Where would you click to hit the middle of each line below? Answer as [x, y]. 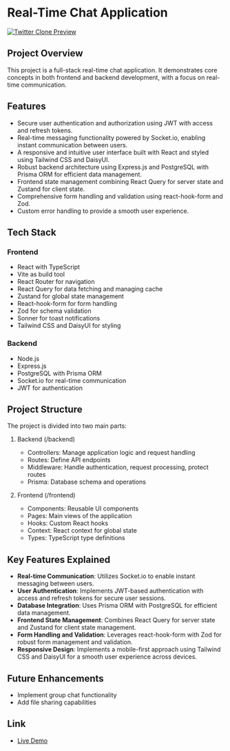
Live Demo [32, 740]
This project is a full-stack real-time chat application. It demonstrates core [113, 70]
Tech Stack [32, 232]
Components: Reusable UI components [83, 508]
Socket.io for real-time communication [72, 380]
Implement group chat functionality [67, 695]
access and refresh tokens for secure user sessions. [92, 598]
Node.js [28, 358]
